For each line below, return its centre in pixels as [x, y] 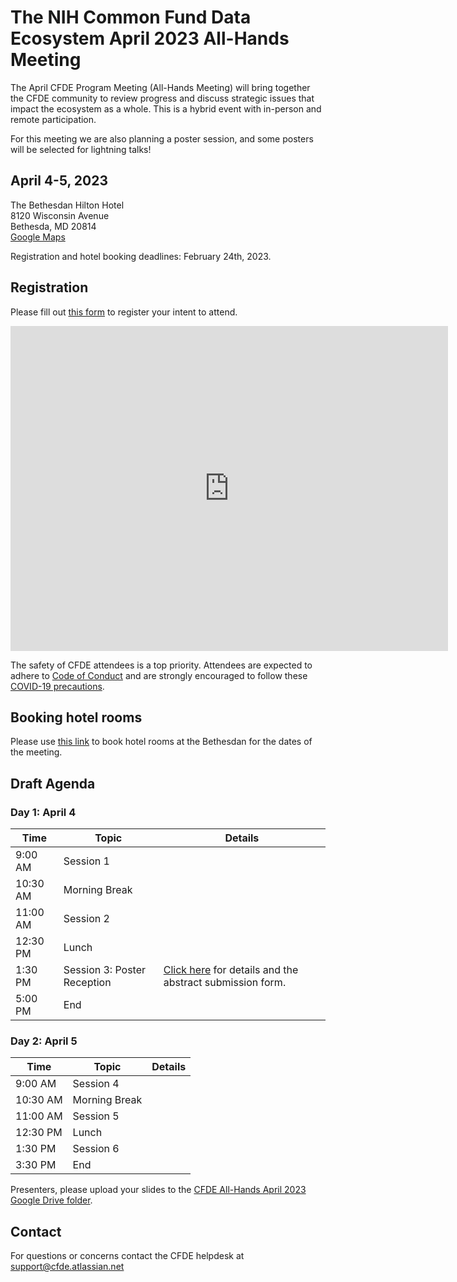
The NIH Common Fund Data [131, 17]
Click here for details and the [231, 970]
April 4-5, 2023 [59, 181]
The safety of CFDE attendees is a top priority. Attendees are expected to [161, 665]
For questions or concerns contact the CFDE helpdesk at [127, 1256]
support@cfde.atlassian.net [67, 1267]
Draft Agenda [53, 783]
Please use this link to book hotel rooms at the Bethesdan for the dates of [161, 742]
